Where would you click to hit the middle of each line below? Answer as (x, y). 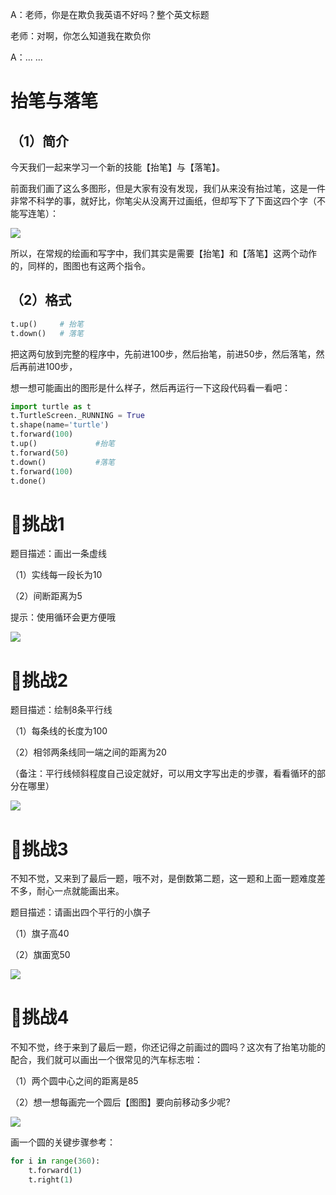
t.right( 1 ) (51, 1179)
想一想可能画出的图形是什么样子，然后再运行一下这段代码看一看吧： (150, 387)
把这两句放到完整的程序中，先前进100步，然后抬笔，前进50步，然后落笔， (163, 354)
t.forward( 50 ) (40, 453)
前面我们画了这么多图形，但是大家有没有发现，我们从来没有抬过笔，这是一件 (168, 188)
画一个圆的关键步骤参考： (63, 1142)
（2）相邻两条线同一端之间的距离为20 (88, 752)
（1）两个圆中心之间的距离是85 (74, 1081)
